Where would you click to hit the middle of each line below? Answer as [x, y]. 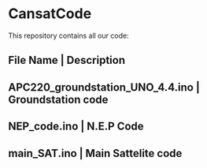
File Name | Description [67, 60]
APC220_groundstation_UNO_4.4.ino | [104, 87]
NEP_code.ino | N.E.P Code [76, 127]
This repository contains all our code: [68, 35]
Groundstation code [58, 99]
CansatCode [50, 14]
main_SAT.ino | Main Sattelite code [95, 153]
